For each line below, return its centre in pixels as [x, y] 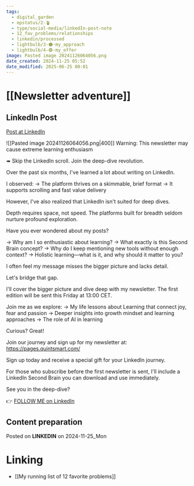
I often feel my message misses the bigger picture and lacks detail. [87, 266]
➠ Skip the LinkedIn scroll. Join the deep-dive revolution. [75, 161]
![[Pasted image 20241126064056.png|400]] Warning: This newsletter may [97, 143]
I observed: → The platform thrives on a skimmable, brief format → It [89, 184]
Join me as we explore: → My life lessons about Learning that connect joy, [96, 307]
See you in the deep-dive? [38, 389]
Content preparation [44, 422]
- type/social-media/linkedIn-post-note [62, 28]
